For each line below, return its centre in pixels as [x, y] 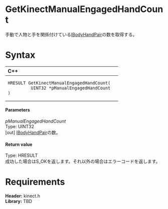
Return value [19, 144]
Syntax [20, 55]
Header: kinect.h [23, 196]
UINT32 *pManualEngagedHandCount [71, 88]
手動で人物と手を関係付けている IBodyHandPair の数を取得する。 [71, 34]
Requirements [35, 182]
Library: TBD [19, 201]
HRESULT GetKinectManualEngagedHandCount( [59, 83]
